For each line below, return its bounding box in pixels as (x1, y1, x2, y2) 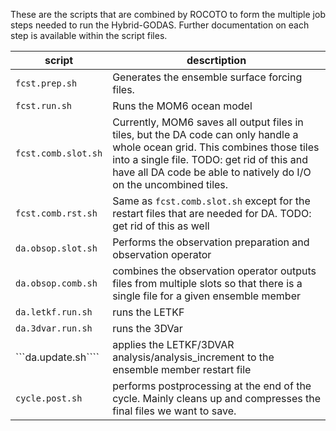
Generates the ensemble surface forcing (112, 70, 303, 84)
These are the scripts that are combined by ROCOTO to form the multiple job (10, 9, 326, 20)
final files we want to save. (112, 404, 237, 418)
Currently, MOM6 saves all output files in (112, 115, 304, 129)
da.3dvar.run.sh (15, 323, 93, 334)
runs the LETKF (112, 305, 185, 319)
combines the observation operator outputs (112, 264, 317, 278)
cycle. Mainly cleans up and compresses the (112, 392, 321, 405)
